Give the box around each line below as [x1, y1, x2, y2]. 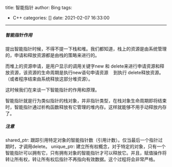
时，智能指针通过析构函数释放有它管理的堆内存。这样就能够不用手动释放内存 [5, 104, 167, 110]
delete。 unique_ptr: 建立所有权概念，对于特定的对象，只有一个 [32, 143, 166, 150]
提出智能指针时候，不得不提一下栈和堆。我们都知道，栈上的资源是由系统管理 [5, 46, 167, 52]
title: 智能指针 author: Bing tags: [5, 5, 73, 10]
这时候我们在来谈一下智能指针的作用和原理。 [5, 87, 100, 93]
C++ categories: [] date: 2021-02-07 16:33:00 [12, 15, 110, 20]
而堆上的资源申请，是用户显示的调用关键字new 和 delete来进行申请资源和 [5, 63, 160, 69]
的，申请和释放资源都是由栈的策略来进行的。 [5, 52, 100, 58]
